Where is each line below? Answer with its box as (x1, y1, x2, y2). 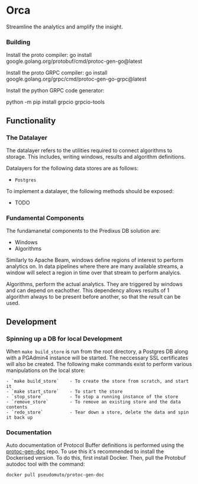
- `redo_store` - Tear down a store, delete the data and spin (6, 409, 189, 415)
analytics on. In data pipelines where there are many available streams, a (6, 263, 183, 270)
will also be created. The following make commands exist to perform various (6, 360, 192, 367)
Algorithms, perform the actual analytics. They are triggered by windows (6, 281, 183, 288)
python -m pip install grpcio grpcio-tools (6, 98, 105, 105)
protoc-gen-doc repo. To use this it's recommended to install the (6, 448, 164, 455)
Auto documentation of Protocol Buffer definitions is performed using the (6, 442, 184, 449)
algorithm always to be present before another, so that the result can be (6, 293, 181, 300)
